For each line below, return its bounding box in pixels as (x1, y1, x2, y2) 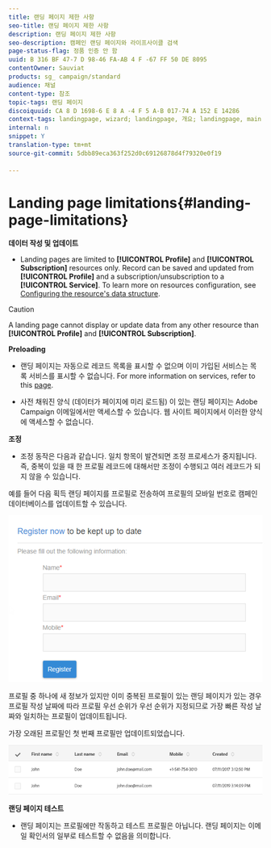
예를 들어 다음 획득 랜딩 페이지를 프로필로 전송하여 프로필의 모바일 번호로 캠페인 (8, 489, 258, 498)
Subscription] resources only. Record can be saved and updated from (19, 263, 254, 273)
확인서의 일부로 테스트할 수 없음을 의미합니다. (28, 830, 171, 840)
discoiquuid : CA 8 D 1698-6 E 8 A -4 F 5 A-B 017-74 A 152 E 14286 (8, 107, 240, 115)
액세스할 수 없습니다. (28, 417, 94, 427)
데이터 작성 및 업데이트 (8, 238, 79, 248)
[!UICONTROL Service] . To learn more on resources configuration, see (19, 280, 256, 290)
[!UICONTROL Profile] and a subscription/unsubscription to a (19, 271, 224, 282)
